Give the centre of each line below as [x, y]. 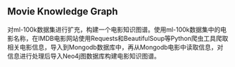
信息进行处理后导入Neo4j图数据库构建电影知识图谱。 [84, 56]
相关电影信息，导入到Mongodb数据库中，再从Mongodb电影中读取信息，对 [115, 47]
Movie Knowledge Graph [63, 12]
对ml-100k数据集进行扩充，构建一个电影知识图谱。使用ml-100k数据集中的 [114, 29]
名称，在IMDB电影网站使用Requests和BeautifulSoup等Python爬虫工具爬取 [121, 38]
